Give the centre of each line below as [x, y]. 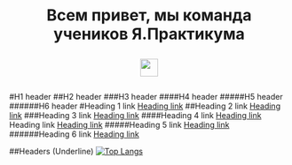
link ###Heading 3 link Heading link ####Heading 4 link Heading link [135, 116]
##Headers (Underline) [51, 152]
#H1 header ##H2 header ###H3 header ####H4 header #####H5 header [146, 97]
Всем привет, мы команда [149, 15]
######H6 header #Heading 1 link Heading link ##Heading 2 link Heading [145, 106]
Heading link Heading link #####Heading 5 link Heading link [119, 125]
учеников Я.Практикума [149, 34]
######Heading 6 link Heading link [74, 134]
